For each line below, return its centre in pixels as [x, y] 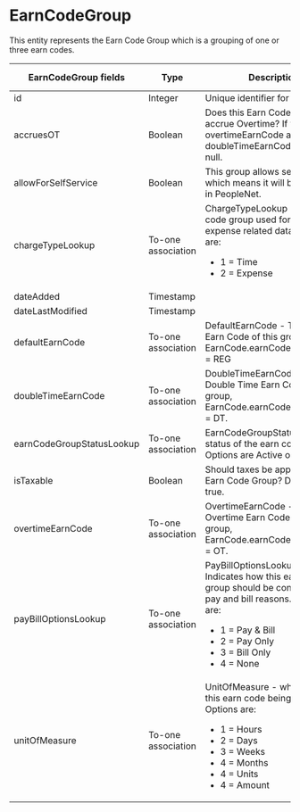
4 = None [240, 663]
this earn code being [248, 698]
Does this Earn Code [248, 112]
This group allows [242, 171]
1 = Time [239, 261]
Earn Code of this [242, 336]
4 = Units [239, 774]
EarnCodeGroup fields [77, 77]
